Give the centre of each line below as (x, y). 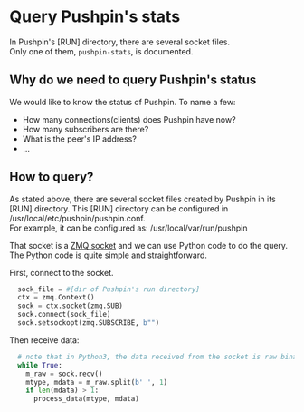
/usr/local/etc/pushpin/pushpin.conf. (78, 218)
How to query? (52, 177)
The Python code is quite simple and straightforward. (109, 255)
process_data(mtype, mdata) (86, 399)
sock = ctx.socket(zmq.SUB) (71, 306)
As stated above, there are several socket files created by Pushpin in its (142, 199)
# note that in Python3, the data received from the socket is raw (147, 357)
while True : (40, 365)
